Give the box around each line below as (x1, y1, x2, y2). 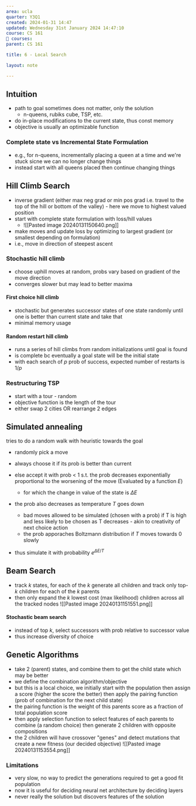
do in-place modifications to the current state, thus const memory (14, 117, 174, 124)
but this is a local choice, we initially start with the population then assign (14, 684, 191, 691)
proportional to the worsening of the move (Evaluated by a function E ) (14, 478, 183, 485)
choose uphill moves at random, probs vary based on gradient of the (14, 268, 180, 275)
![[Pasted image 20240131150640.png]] (23, 221, 119, 229)
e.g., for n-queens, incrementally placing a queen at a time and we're (14, 151, 181, 158)
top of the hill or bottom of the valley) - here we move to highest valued (14, 203, 187, 210)
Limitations (6, 761, 39, 769)
